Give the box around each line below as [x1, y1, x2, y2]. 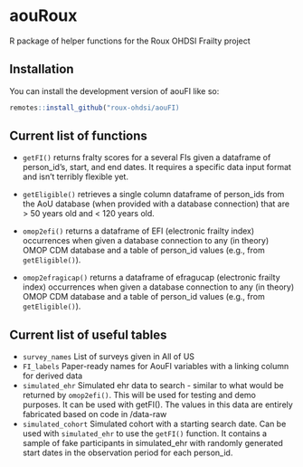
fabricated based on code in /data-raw [22, 409, 167, 420]
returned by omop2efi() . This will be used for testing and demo [22, 390, 256, 401]
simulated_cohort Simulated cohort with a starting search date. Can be [22, 418, 287, 430]
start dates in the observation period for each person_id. [22, 447, 233, 458]
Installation [9, 62, 74, 77]
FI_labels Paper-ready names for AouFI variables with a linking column [22, 361, 289, 372]
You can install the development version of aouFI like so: [9, 85, 220, 96]
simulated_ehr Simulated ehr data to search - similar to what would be [22, 380, 284, 391]
